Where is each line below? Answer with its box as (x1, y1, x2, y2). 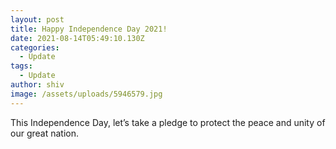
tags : (10, 61, 33, 71)
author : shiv (10, 80, 65, 90)
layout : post (10, 14, 65, 25)
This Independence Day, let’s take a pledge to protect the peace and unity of (10, 116, 326, 128)
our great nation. (10, 127, 79, 139)
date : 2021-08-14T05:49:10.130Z (10, 33, 145, 43)
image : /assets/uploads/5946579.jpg (10, 89, 163, 99)
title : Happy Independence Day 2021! (10, 24, 168, 34)
